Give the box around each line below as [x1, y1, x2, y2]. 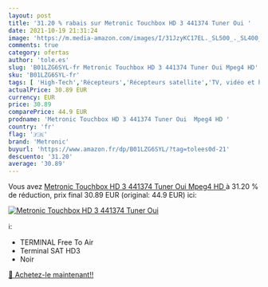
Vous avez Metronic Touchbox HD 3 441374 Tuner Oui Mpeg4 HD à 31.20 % [8, 182, 259, 191]
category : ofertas [8, 49, 69, 57]
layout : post [8, 11, 52, 20]
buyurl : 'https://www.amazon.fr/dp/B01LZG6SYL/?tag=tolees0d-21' [8, 145, 230, 153]
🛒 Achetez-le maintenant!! [8, 270, 94, 280]
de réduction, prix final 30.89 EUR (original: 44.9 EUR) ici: [8, 191, 197, 200]
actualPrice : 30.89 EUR [8, 85, 88, 94]
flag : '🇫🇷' [8, 130, 48, 138]
